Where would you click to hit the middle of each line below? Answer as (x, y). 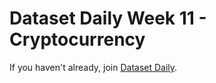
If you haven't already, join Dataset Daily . (93, 67)
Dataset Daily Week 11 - (108, 18)
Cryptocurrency (77, 39)
